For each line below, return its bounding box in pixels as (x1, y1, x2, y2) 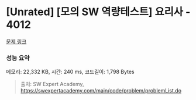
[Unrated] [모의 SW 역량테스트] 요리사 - (6, 5, 191, 19)
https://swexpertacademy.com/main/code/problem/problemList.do (20, 87, 182, 94)
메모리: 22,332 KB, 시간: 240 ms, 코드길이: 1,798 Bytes (6, 68, 135, 76)
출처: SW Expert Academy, (20, 81, 84, 88)
